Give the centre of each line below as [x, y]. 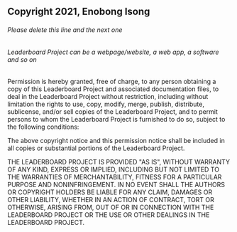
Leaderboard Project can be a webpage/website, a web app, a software [113, 52]
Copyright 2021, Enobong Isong [79, 12]
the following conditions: [43, 127]
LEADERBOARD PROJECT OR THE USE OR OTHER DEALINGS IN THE [109, 215]
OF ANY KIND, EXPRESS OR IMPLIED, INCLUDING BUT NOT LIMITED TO [114, 169]
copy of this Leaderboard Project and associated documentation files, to [113, 89]
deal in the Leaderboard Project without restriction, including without [108, 97]
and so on [22, 59]
